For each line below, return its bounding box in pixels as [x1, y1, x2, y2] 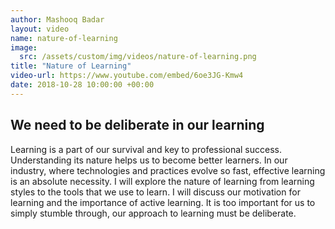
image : [10, 42, 38, 53]
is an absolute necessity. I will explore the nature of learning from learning [10, 175, 315, 187]
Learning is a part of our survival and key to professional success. [10, 143, 282, 155]
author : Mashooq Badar [10, 14, 105, 25]
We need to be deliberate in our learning [10, 117, 265, 134]
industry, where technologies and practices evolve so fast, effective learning [10, 164, 326, 176]
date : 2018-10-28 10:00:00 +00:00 [10, 80, 155, 90]
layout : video [10, 24, 70, 34]
